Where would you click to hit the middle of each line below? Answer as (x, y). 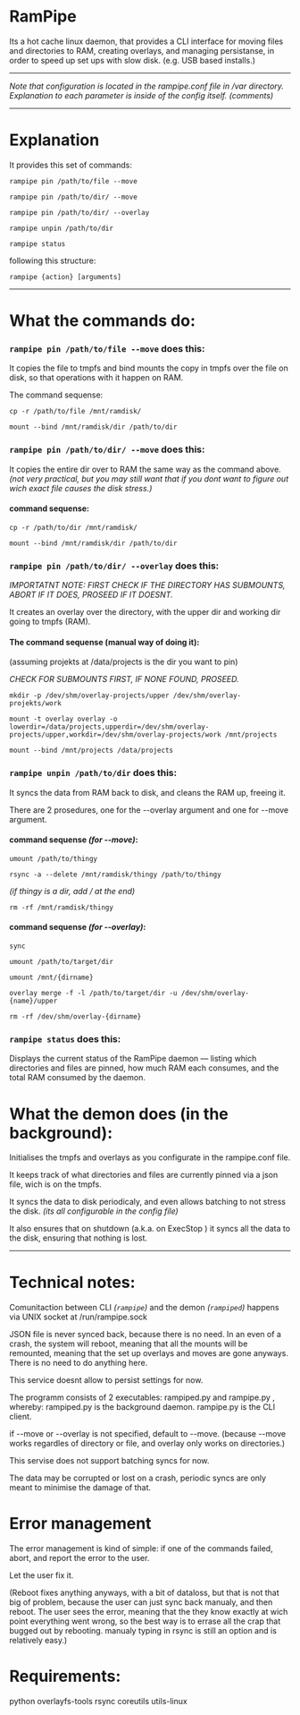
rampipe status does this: (65, 1038)
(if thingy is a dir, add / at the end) (72, 891)
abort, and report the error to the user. (79, 1558)
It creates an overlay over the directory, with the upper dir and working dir (145, 612)
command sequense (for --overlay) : (78, 927)
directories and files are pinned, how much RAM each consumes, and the (144, 1068)
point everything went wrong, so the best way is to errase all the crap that (145, 1621)
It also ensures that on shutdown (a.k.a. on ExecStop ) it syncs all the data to (150, 1229)
